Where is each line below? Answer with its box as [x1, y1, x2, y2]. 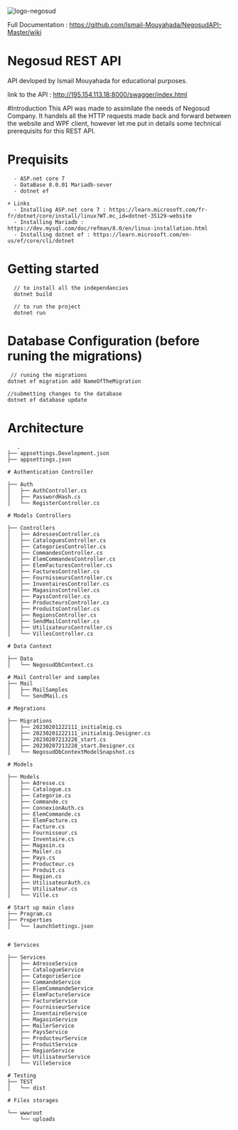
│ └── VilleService [7, 1060, 72, 1067]
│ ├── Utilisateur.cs [7, 885, 78, 892]
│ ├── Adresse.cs [7, 779, 65, 787]
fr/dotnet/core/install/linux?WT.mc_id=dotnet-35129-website [7, 212, 193, 220]
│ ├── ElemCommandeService [7, 985, 94, 992]
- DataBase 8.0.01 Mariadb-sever [13, 181, 113, 188]
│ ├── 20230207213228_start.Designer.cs [7, 742, 135, 750]
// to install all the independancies [13, 284, 129, 292]
